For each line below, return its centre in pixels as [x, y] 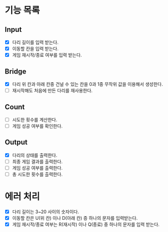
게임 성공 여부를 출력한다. [37, 168]
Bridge [16, 71]
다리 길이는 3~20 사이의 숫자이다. [46, 212]
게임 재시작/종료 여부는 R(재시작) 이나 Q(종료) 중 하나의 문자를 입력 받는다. [86, 224]
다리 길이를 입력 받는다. [35, 42]
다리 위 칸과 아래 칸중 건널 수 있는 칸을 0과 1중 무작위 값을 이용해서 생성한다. [88, 84]
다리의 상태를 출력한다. [35, 155]
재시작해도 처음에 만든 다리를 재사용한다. [52, 91]
